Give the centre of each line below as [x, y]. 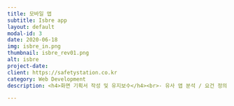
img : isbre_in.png [34, 46]
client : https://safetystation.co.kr [62, 72]
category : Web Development [47, 79]
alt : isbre [23, 60]
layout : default [31, 27]
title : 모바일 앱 [30, 14]
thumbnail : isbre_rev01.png [48, 53]
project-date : [28, 66]
